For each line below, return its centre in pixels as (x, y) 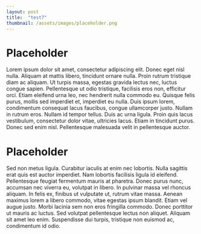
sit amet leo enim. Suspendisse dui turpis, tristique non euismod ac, (91, 220)
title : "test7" (27, 17)
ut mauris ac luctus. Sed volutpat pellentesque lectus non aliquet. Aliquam (98, 213)
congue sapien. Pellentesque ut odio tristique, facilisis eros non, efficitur (96, 89)
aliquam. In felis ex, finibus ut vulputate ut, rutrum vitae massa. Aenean (94, 194)
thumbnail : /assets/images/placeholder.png (62, 23)
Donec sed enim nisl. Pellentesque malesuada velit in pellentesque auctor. (98, 127)
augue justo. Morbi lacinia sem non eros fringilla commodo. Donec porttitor (100, 207)
